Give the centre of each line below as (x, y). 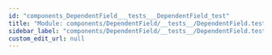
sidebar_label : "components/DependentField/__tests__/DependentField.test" (139, 31)
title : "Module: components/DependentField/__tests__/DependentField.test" (139, 23)
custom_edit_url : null (47, 38)
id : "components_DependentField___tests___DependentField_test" (119, 16)
